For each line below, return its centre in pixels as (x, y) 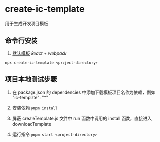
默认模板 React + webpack (39, 53)
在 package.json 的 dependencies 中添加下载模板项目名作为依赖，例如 (84, 92)
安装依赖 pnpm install (35, 108)
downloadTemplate (32, 124)
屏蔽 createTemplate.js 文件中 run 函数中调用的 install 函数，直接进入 (82, 118)
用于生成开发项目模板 (27, 23)
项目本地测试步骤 (31, 79)
